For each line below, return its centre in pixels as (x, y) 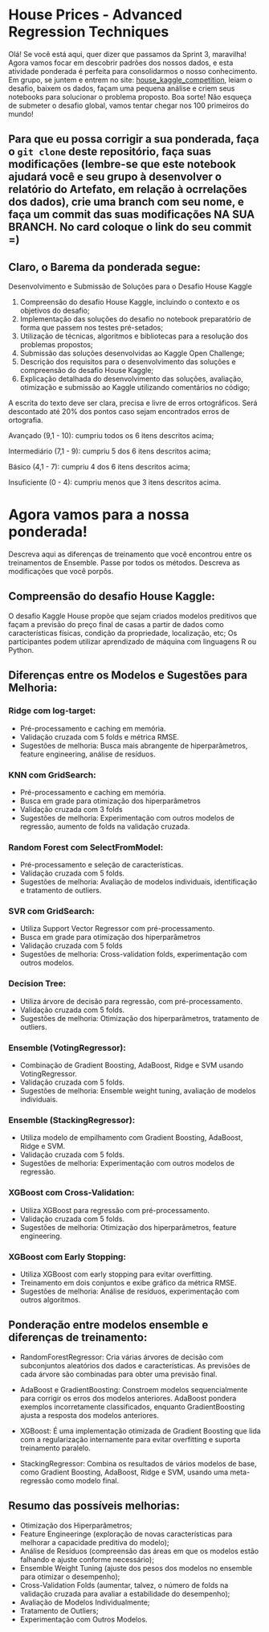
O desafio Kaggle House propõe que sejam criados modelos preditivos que (132, 616)
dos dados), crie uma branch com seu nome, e (126, 202)
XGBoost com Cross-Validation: (71, 1193)
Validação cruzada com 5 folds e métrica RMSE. (99, 736)
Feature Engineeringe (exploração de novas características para (126, 1534)
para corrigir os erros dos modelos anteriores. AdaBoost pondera (128, 1398)
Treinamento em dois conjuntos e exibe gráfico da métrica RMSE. (128, 1282)
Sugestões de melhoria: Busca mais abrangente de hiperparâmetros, (134, 745)
